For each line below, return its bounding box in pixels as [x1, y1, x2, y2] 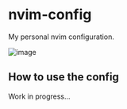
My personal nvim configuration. [8, 32, 115, 41]
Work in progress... [8, 91, 71, 101]
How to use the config [8, 70, 119, 84]
